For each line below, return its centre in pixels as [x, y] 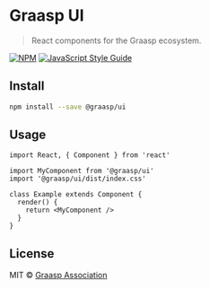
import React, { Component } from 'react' [90, 155]
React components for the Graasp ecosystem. [116, 40]
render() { [38, 203]
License [32, 254]
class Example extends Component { [76, 195]
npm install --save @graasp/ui [68, 107]
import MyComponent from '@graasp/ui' [82, 171]
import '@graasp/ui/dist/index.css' [78, 179]
